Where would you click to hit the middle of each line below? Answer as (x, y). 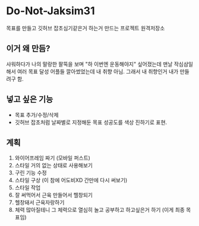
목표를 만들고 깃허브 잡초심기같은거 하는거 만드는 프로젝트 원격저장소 (86, 28)
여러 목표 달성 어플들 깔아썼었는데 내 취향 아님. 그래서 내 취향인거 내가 (98, 71)
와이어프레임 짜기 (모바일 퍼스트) (53, 158)
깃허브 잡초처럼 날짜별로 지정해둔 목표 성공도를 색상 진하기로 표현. (91, 122)
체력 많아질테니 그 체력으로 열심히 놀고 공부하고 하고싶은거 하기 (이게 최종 (100, 210)
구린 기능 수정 (31, 173)
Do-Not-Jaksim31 (50, 11)
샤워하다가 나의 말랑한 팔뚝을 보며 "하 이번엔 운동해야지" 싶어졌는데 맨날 (89, 64)
